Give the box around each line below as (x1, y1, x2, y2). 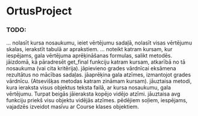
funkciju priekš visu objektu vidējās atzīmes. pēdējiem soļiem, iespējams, (6, 97, 188, 104)
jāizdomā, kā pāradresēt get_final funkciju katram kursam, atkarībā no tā (6, 58, 185, 66)
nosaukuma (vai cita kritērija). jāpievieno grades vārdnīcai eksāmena (6, 65, 176, 72)
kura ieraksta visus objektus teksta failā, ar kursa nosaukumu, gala (6, 84, 172, 91)
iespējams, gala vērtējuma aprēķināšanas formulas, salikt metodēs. (6, 52, 173, 60)
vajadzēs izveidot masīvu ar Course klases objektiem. (6, 103, 140, 111)
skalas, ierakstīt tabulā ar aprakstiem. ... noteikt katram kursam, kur (6, 46, 173, 53)
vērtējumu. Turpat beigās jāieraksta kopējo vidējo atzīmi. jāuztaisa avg (6, 90, 181, 97)
